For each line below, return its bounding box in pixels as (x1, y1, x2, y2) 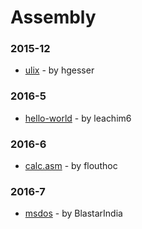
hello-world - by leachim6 (24, 112, 132, 124)
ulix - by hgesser (24, 64, 95, 76)
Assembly (10, 6, 97, 29)
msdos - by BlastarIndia (24, 207, 123, 220)
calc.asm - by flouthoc (24, 160, 118, 172)
